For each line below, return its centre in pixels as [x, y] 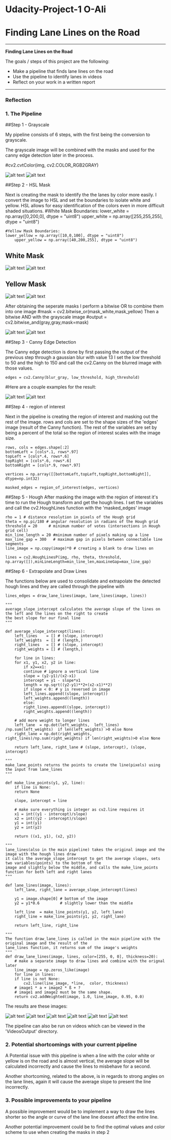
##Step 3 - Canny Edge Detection [41, 342]
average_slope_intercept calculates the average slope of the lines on [83, 609]
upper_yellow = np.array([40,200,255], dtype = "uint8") [76, 240]
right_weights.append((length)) [58, 711]
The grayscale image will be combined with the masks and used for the [80, 150]
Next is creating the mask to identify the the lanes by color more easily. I [81, 195]
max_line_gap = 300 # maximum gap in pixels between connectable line [84, 539]
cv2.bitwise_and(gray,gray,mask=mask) [47, 322]
